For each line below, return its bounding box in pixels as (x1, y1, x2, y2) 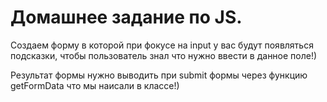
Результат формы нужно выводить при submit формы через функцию (10, 69, 308, 81)
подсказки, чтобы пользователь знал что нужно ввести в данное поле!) (10, 49, 318, 61)
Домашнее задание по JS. (10, 6, 243, 29)
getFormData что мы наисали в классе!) (10, 79, 180, 91)
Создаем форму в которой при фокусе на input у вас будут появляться (10, 39, 314, 51)
